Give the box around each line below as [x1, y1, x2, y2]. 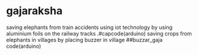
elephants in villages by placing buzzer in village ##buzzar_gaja [6, 36, 163, 43]
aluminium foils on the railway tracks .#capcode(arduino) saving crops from [6, 30, 192, 37]
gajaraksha [6, 4, 63, 18]
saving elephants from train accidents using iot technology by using [6, 24, 173, 31]
